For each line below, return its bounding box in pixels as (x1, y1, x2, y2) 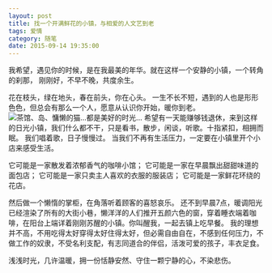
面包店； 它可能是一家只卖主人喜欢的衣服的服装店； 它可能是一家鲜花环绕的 (8, 171, 261, 181)
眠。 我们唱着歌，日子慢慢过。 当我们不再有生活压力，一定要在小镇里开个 (8, 133, 253, 143)
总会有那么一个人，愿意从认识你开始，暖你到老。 (36, 103, 200, 113)
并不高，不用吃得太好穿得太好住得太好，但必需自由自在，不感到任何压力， (8, 228, 257, 238)
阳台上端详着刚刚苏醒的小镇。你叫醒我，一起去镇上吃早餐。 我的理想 (29, 218, 259, 228)
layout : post (8, 11, 53, 20)
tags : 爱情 (8, 27, 43, 35)
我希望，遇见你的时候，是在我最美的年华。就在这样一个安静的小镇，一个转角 (8, 66, 264, 75)
